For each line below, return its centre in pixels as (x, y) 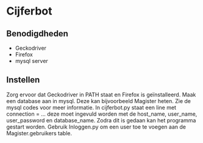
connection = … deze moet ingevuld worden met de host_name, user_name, (102, 114)
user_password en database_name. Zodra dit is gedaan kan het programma (101, 120)
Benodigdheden (37, 34)
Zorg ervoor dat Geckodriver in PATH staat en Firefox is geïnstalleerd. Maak (101, 95)
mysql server (32, 61)
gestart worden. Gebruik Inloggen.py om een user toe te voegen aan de (96, 127)
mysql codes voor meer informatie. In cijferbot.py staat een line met (91, 107)
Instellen (23, 80)
